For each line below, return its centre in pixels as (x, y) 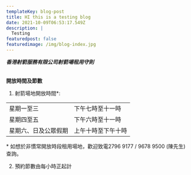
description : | (25, 28)
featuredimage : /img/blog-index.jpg (51, 45)
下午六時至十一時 (98, 120)
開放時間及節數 (24, 81)
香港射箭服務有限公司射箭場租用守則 (50, 62)
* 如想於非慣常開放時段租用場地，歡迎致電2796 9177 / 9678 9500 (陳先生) (96, 146)
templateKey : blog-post (35, 11)
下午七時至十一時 (98, 108)
